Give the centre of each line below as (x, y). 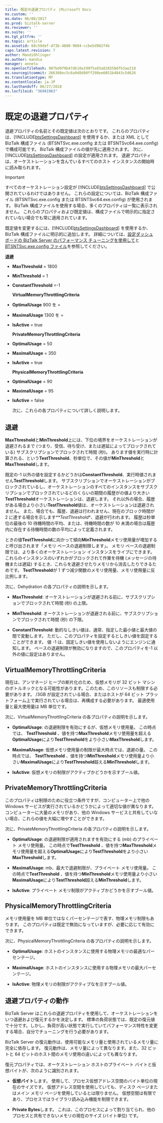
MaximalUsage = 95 (33, 391)
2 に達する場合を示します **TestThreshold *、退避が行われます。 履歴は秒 (78, 517)
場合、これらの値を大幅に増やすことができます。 (58, 818)
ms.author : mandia (24, 59)
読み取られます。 (26, 168)
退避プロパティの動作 (37, 1001)
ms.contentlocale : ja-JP (30, 82)
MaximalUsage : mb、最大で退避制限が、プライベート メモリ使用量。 (81, 868)
